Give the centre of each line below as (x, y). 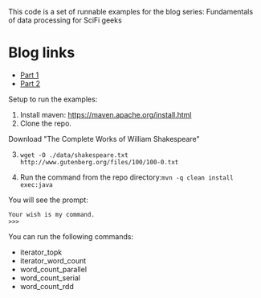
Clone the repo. (46, 123)
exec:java (37, 184)
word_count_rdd (47, 286)
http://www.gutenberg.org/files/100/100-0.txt (99, 162)
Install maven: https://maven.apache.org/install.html (106, 114)
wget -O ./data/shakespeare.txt (74, 155)
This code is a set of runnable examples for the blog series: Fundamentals (131, 12)
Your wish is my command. (51, 214)
